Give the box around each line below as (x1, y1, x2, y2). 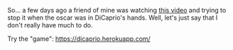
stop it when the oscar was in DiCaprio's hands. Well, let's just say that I (7, 13, 218, 22)
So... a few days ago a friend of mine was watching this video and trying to (7, 6, 227, 14)
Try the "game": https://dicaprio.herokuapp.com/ (7, 35, 151, 43)
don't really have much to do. (7, 21, 93, 29)
